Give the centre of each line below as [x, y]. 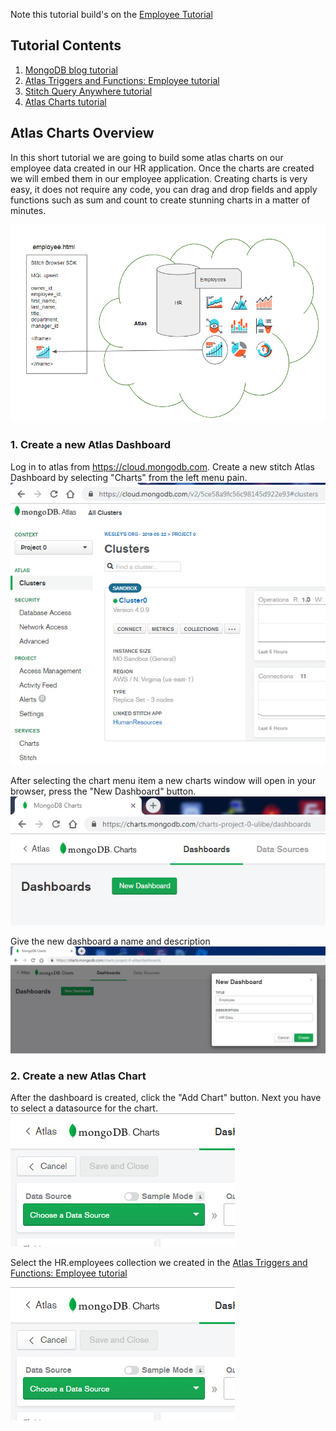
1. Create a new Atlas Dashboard [90, 445]
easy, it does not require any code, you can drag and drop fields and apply [164, 189]
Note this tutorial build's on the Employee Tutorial [111, 14]
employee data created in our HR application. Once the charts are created [162, 168]
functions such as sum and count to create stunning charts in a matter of [160, 200]
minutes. [28, 210]
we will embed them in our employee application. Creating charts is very [159, 178]
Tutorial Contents [66, 45]
